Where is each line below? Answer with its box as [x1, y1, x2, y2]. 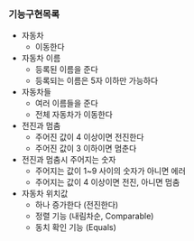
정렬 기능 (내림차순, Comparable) [34, 210, 154, 222]
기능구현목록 [8, 7, 60, 20]
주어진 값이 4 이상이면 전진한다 [34, 132, 144, 143]
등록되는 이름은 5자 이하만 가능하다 [34, 75, 159, 87]
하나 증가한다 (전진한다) [34, 199, 119, 210]
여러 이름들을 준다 [34, 97, 98, 109]
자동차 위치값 [21, 188, 69, 199]
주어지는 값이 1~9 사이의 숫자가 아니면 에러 [34, 165, 186, 177]
